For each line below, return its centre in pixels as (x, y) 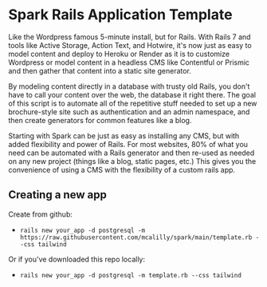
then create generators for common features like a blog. (100, 120)
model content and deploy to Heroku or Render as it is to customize (119, 54)
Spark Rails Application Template (120, 15)
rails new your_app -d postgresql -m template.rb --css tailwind (130, 275)
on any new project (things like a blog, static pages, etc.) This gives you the (132, 161)
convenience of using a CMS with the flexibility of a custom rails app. (122, 169)
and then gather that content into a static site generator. (100, 70)
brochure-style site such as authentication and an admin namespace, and (129, 112)
